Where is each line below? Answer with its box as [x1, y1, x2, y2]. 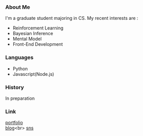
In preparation [5, 95, 35, 101]
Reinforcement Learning [12, 25, 64, 31]
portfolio [5, 120, 23, 126]
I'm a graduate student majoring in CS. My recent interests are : [5, 15, 138, 21]
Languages [5, 54, 34, 61]
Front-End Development [12, 41, 63, 47]
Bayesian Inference [12, 31, 53, 37]
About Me [5, 4, 31, 11]
